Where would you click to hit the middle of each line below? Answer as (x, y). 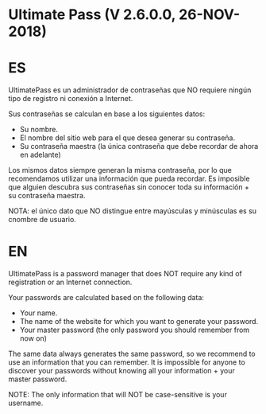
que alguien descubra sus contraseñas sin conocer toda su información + (129, 187)
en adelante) (40, 155)
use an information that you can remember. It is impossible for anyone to (127, 362)
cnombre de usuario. (42, 220)
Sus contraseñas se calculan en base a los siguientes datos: (107, 114)
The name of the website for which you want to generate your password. (139, 322)
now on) (33, 338)
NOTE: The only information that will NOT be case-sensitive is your (118, 395)
